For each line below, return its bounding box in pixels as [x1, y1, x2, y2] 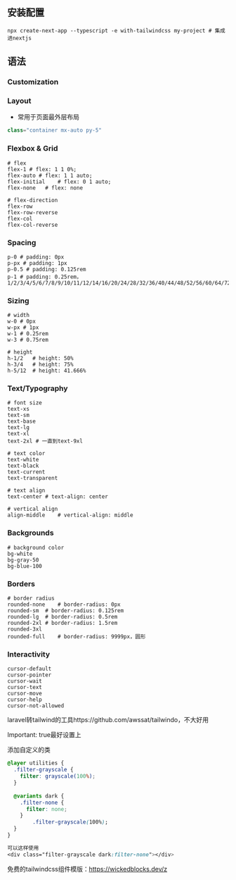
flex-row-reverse [7, 209, 58, 216]
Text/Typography [7, 383, 68, 393]
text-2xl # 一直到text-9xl [7, 438, 83, 445]
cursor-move [7, 690, 42, 698]
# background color [7, 544, 65, 551]
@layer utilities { [7, 760, 65, 767]
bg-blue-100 [7, 562, 42, 569]
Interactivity [7, 650, 51, 659]
